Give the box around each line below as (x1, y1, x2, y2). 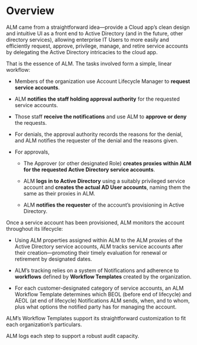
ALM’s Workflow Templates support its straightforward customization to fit (6, 314, 186, 321)
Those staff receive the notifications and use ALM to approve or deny (14, 113, 187, 120)
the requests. (14, 119, 47, 126)
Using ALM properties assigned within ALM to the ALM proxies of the (14, 237, 183, 244)
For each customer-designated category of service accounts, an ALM (14, 284, 184, 291)
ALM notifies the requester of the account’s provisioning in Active (23, 201, 185, 208)
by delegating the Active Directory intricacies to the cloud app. (6, 48, 158, 55)
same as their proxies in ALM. (23, 190, 96, 197)
